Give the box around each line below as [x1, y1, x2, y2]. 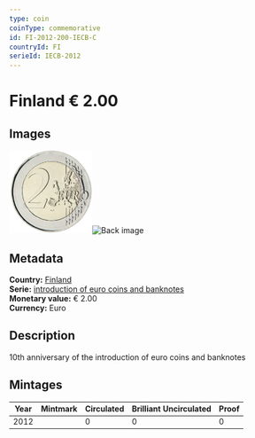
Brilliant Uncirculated [131, 403, 212, 414]
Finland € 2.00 [9, 91, 119, 111]
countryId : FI [9, 43, 62, 51]
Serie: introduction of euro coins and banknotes [9, 284, 184, 294]
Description [9, 328, 75, 343]
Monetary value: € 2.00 [9, 293, 97, 303]
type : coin [9, 14, 50, 23]
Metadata [9, 251, 64, 266]
